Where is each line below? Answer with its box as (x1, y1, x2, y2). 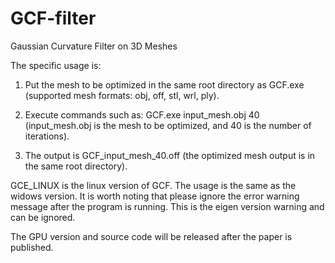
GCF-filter (10, 7, 97, 30)
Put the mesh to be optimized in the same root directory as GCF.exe (24, 78, 305, 91)
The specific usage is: (10, 59, 102, 71)
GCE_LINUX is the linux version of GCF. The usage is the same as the (10, 179, 297, 191)
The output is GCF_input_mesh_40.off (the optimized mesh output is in (24, 149, 316, 161)
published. (10, 241, 54, 253)
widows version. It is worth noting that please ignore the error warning (10, 190, 300, 202)
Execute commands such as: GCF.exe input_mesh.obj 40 (24, 108, 260, 121)
